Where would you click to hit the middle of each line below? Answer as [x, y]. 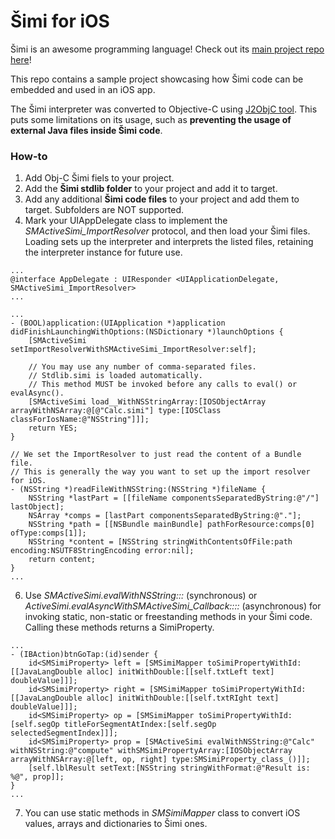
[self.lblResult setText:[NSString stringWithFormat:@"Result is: [169, 768]
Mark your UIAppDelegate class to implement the [126, 221]
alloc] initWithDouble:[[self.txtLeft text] [180, 672]
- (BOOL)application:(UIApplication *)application [118, 323]
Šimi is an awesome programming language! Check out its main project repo [167, 49]
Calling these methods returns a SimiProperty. [119, 627]
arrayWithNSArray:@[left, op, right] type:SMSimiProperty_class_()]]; [160, 760]
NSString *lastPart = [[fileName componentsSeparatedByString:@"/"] [174, 498]
